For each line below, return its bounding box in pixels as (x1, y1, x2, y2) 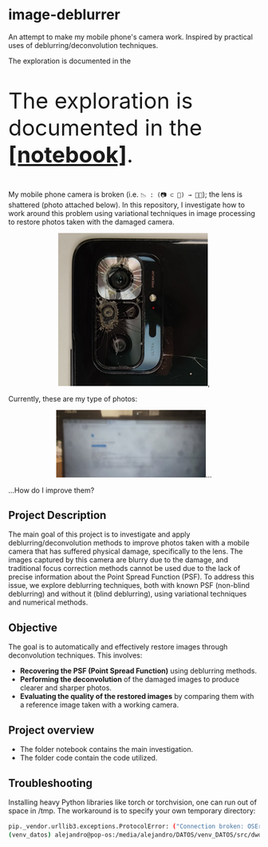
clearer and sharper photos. (19, 683, 112, 693)
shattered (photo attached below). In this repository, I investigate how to (8, 200, 246, 210)
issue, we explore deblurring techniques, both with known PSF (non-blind (8, 581, 250, 590)
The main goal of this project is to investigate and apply (8, 529, 191, 539)
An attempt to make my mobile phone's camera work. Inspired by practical (8, 32, 254, 42)
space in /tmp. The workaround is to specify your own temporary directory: (8, 805, 256, 815)
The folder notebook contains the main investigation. (19, 745, 194, 754)
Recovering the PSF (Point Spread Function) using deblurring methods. (19, 666, 258, 676)
